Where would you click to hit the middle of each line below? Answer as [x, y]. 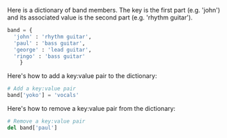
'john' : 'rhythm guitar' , [53, 37]
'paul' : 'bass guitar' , [49, 43]
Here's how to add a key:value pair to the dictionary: [82, 76]
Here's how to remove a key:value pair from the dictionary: [92, 108]
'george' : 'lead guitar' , [53, 49]
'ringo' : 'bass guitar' [49, 56]
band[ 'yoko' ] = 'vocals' [43, 95]
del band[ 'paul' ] [32, 128]
